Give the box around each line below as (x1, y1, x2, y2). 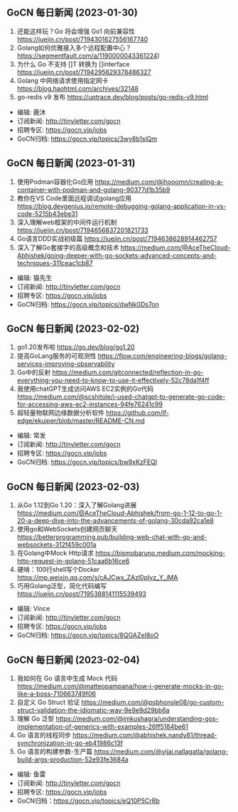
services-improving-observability (16, 359, 115, 368)
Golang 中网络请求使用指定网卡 (16, 76, 109, 85)
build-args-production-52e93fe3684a (16, 755, 129, 764)
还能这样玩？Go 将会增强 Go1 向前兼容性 (16, 27, 136, 36)
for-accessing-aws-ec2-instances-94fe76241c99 (16, 400, 163, 408)
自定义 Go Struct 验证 (16, 698, 80, 707)
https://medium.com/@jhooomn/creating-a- (94, 177, 224, 186)
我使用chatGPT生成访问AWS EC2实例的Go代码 (16, 384, 154, 393)
